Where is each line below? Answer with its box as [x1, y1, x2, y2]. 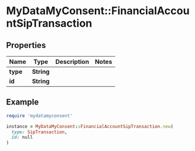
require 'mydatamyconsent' [6, 113, 73, 119]
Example [6, 97, 39, 107]
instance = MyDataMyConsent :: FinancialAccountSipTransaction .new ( [6, 123, 174, 129]
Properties [6, 40, 46, 50]
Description [55, 58, 89, 65]
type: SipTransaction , [11, 129, 68, 135]
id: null [11, 134, 33, 140]
